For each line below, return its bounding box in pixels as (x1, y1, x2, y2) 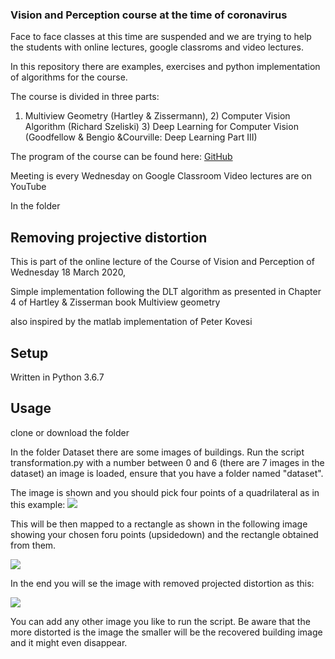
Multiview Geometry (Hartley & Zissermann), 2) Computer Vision (24, 110, 291, 122)
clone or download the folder (10, 426, 130, 438)
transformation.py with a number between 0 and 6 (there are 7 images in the (10, 456, 325, 468)
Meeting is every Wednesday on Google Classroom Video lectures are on (10, 170, 312, 182)
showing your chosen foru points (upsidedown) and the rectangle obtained (10, 528, 319, 540)
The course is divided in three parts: (10, 91, 160, 103)
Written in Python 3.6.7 (10, 371, 105, 383)
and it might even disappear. (10, 636, 128, 648)
